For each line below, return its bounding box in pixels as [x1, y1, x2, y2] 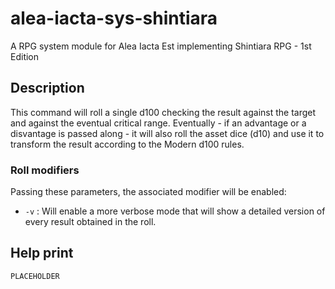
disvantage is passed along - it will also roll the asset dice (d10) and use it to [10, 127, 325, 139]
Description [10, 80, 85, 97]
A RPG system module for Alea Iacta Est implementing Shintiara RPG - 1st [10, 40, 312, 52]
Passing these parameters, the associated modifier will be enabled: [10, 186, 287, 198]
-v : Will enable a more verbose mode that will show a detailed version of [24, 205, 326, 217]
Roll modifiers [10, 163, 80, 177]
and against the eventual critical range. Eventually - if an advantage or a [10, 117, 307, 129]
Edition [10, 50, 40, 62]
